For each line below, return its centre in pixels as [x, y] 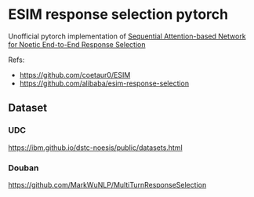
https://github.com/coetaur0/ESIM [75, 75]
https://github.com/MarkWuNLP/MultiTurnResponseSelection [107, 184]
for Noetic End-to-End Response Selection [77, 44]
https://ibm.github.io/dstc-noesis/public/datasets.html [95, 148]
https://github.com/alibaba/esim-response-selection [104, 83]
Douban [24, 168]
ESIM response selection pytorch [118, 15]
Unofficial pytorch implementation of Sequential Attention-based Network [127, 36]
